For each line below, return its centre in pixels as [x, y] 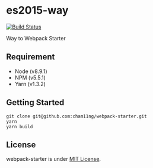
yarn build [20, 126]
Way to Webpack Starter [36, 38]
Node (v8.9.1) [31, 71]
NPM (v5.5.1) [30, 77]
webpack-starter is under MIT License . [54, 159]
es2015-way [37, 10]
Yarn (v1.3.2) [30, 84]
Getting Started [35, 102]
